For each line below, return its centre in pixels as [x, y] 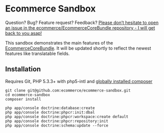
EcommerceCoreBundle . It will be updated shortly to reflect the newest [78, 48]
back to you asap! [23, 33]
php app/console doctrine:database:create [50, 108]
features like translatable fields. [37, 53]
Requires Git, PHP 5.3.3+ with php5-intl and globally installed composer [79, 81]
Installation [23, 69]
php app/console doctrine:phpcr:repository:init [57, 121]
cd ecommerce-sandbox [28, 95]
